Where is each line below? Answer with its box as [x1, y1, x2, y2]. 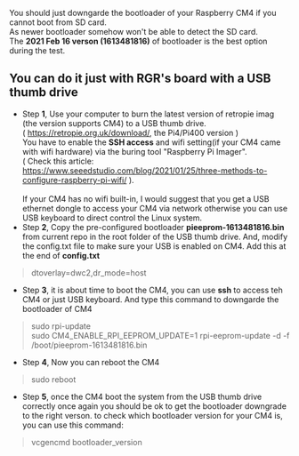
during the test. [9, 45, 66, 56]
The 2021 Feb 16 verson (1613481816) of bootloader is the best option [9, 36, 268, 46]
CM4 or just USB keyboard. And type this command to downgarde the [21, 293, 279, 305]
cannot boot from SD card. [9, 17, 107, 28]
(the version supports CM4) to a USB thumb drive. [21, 117, 206, 128]
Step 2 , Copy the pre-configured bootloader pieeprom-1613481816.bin [21, 221, 285, 232]
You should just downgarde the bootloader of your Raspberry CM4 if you [9, 8, 277, 18]
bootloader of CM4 [21, 303, 93, 314]
